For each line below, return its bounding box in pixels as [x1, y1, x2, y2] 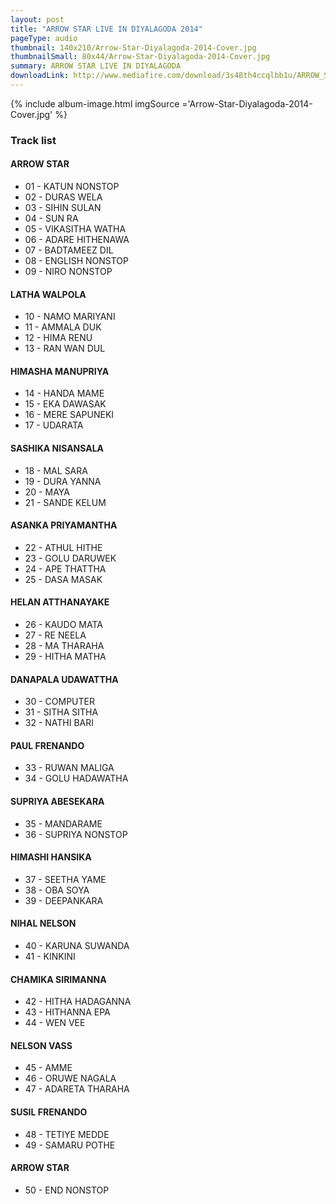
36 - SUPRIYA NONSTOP [24, 828, 128, 840]
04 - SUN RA [24, 212, 79, 224]
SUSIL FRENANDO [10, 1106, 88, 1118]
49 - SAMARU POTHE [24, 1139, 116, 1151]
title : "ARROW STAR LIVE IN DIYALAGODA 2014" [10, 24, 203, 34]
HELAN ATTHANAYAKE [10, 596, 110, 608]
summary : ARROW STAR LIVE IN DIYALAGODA [10, 61, 182, 71]
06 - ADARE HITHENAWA [24, 234, 130, 245]
